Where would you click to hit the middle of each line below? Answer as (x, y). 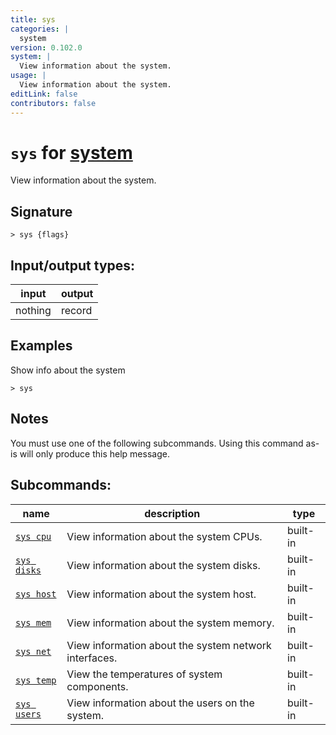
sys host (36, 594)
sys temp (36, 680)
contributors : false (53, 103)
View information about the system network (169, 645)
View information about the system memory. (170, 623)
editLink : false (44, 94)
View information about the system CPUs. (164, 536)
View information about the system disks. (163, 565)
